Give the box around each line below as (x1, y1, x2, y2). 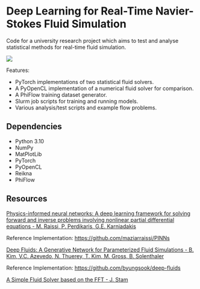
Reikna (14, 169, 32, 177)
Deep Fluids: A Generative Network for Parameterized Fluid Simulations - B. (6, 246, 194, 253)
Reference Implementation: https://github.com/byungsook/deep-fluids (6, 264, 181, 271)
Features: (6, 67, 30, 74)
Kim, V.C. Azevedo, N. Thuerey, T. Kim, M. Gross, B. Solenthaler (6, 252, 164, 259)
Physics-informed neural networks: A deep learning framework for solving (6, 210, 191, 217)
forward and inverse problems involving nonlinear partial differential (6, 216, 175, 223)
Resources (6, 193, 48, 204)
